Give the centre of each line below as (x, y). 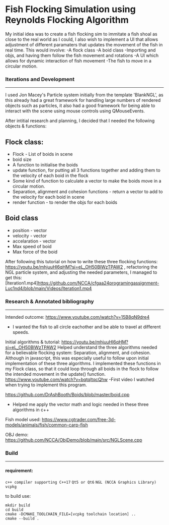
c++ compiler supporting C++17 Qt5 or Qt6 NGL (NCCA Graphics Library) (81, 482)
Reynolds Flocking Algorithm (67, 20)
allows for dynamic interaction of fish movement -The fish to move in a (78, 61)
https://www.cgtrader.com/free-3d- (79, 420)
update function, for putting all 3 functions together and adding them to (87, 170)
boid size (22, 159)
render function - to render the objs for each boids (65, 202)
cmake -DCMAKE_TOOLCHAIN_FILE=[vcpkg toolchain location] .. (71, 514)
